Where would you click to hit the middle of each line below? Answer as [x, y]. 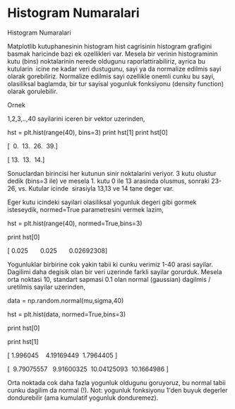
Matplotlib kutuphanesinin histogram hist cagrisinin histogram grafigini [110, 46]
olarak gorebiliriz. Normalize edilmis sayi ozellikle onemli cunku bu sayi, [111, 76]
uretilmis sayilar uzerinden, [47, 287]
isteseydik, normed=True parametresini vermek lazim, [85, 209]
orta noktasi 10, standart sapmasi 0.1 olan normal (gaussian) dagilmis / [109, 279]
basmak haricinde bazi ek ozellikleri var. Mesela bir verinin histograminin [113, 54]
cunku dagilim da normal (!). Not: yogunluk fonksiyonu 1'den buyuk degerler [117, 390]
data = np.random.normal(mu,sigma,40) [66, 300]
